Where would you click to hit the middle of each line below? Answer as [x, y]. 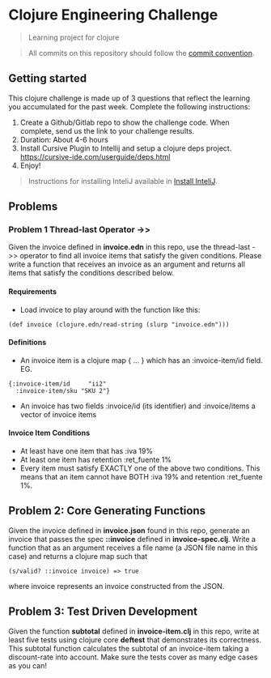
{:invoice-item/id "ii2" [57, 384]
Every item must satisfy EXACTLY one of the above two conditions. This [140, 468]
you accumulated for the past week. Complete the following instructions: [129, 106]
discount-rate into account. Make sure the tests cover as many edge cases [133, 657]
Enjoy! [30, 165]
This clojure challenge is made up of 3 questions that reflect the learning [129, 98]
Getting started [48, 79]
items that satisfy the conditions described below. [91, 273]
